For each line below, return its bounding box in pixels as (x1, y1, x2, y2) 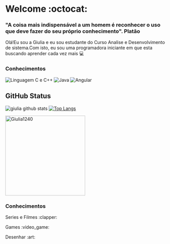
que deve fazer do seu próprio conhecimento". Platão (5, 28, 140, 35)
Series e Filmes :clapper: (5, 214, 58, 220)
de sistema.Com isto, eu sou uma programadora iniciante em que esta (5, 45, 153, 51)
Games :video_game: (5, 224, 50, 230)
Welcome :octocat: (5, 3, 88, 15)
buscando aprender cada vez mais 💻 (5, 51, 84, 57)
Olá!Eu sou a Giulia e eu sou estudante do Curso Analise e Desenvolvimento (5, 39, 165, 46)
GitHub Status (5, 92, 51, 100)
